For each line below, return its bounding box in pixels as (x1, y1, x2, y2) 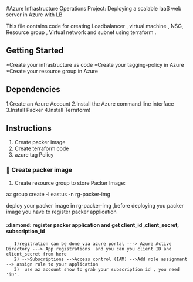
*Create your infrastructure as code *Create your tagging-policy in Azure (6, 61, 184, 68)
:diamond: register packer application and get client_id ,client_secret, (6, 222, 180, 229)
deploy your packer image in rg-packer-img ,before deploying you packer (6, 202, 184, 209)
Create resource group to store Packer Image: (14, 179, 126, 186)
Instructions (6, 123, 52, 134)
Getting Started (6, 46, 64, 56)
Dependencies (6, 84, 60, 94)
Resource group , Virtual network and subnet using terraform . (6, 29, 157, 36)
